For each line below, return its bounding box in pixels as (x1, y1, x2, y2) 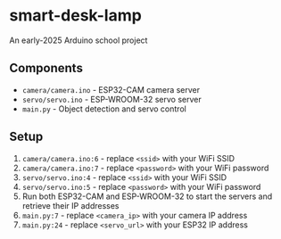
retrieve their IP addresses (21, 200, 120, 210)
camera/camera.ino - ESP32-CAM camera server (21, 84, 201, 95)
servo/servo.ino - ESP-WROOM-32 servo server (21, 94, 202, 104)
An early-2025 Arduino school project (9, 35, 148, 45)
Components (9, 61, 83, 76)
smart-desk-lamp (9, 5, 143, 26)
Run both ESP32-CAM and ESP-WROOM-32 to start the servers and (21, 191, 273, 202)
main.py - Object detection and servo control (21, 103, 187, 114)
